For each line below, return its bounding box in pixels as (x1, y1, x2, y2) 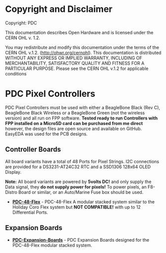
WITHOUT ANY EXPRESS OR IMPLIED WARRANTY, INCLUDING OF (5, 55, 142, 61)
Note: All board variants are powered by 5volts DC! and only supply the (5, 179, 152, 185)
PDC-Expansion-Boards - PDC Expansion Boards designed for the (12, 237, 150, 243)
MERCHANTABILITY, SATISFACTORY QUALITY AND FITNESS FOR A (5, 60, 145, 66)
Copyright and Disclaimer (5, 3, 113, 15)
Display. (5, 169, 21, 175)
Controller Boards (5, 145, 61, 154)
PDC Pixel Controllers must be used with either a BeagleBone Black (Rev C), (5, 104, 160, 110)
